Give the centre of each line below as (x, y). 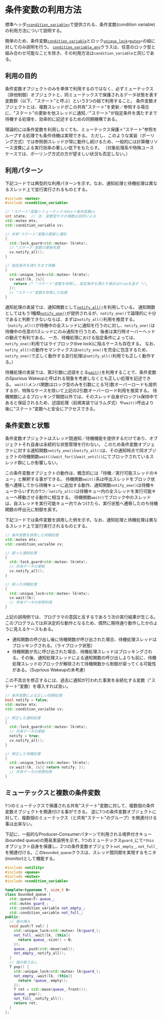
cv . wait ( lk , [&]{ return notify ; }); (48, 767)
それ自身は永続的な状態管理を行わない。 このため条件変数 (80, 444)
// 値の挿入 (20, 922)
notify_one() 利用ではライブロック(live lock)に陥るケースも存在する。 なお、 (81, 344)
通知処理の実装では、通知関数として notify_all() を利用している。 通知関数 (80, 307)
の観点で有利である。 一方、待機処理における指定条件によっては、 (71, 338)
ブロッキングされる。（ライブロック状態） (54, 645)
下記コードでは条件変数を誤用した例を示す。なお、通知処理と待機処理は (77, 519)
